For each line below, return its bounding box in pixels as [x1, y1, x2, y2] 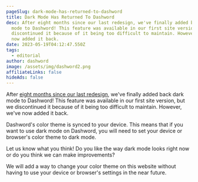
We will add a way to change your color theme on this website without [6, 163, 176, 170]
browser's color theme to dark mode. [6, 134, 97, 141]
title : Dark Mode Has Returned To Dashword [6, 14, 115, 20]
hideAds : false [6, 74, 44, 80]
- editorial [11, 53, 41, 58]
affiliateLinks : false [6, 69, 62, 75]
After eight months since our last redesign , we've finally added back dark [6, 91, 184, 98]
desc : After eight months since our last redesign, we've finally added [6, 19, 189, 25]
